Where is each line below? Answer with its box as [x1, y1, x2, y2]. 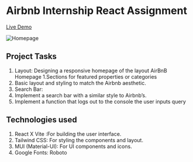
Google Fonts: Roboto [14, 149, 67, 156]
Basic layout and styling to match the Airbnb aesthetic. [14, 79, 146, 86]
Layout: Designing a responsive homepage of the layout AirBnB [14, 67, 168, 74]
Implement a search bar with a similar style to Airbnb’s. [14, 91, 147, 98]
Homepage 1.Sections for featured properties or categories [14, 73, 157, 80]
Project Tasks [6, 51, 57, 62]
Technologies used [6, 115, 77, 125]
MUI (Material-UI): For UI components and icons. [14, 143, 133, 150]
